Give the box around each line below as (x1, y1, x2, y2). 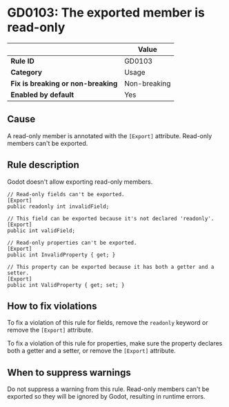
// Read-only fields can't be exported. (7, 191, 126, 198)
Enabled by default (10, 90, 74, 100)
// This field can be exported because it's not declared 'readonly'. (7, 215, 215, 222)
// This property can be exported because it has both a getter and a (7, 263, 215, 270)
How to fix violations (7, 300, 97, 312)
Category (10, 67, 43, 77)
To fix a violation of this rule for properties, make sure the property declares (7, 339, 223, 348)
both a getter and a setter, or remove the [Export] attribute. (7, 347, 176, 355)
